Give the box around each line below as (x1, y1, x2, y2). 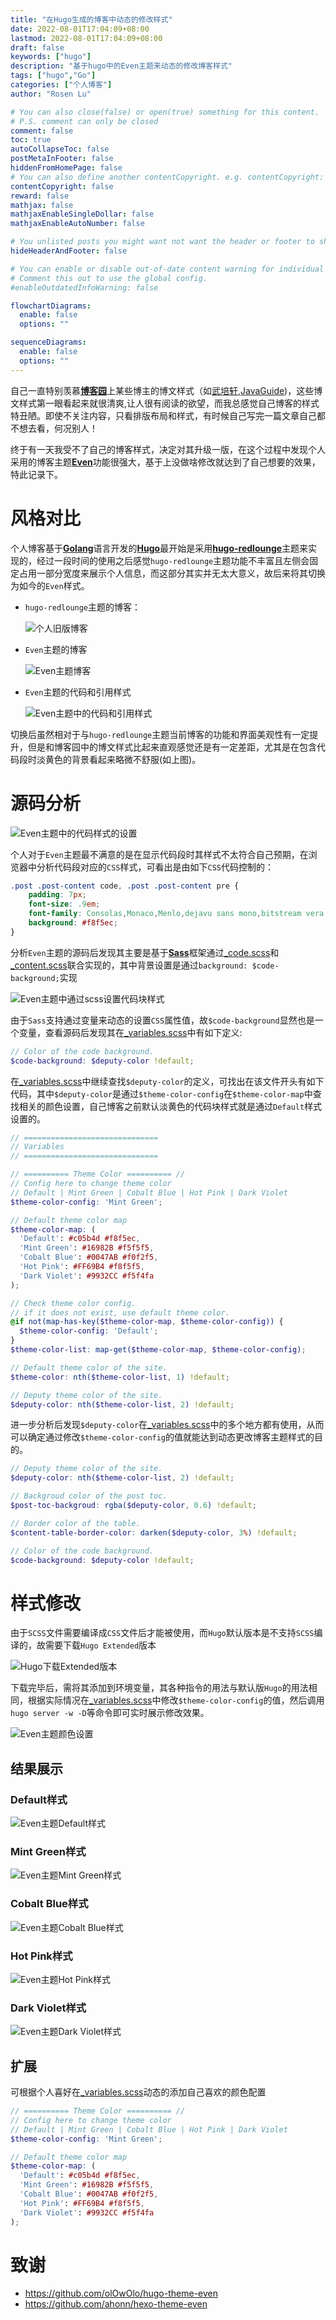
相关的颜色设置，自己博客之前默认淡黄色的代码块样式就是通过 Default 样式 (18, 1100, 323, 1112)
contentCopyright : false (10, 181, 114, 191)
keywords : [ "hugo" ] (10, 52, 92, 62)
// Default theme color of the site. (10, 1362, 168, 1373)
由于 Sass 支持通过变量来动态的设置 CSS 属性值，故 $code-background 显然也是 (10, 1014, 315, 1026)
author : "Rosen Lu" (10, 89, 92, 99)
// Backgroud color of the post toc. (10, 1491, 168, 1501)
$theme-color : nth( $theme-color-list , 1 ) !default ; (10, 1372, 230, 1382)
